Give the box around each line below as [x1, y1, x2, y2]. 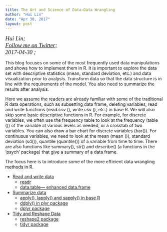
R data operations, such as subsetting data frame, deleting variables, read [5, 101, 157, 107]
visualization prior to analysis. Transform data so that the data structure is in [5, 76, 162, 82]
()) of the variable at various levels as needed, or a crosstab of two [5, 123, 142, 129]
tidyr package [19, 222, 49, 228]
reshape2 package [19, 216, 59, 222]
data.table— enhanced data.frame [19, 184, 91, 190]
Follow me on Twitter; [5, 42, 57, 49]
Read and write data [12, 174, 54, 180]
